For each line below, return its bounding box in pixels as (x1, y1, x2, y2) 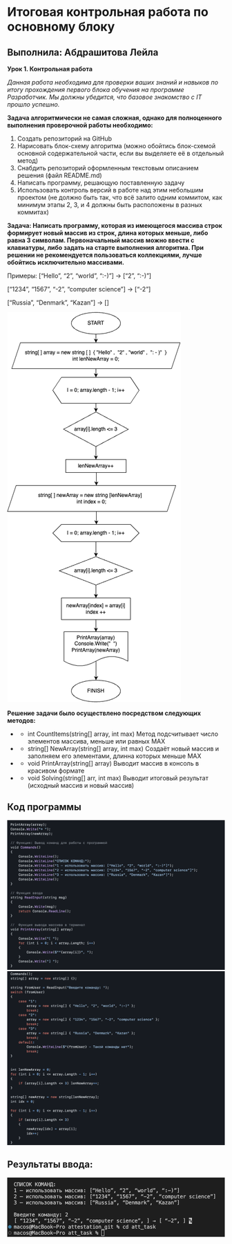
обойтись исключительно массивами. (7, 258, 124, 267)
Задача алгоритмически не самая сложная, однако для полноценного (7, 114, 222, 122)
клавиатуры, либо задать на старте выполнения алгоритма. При (7, 244, 204, 251)
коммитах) (17, 208, 50, 216)
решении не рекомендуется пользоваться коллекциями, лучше (7, 251, 202, 259)
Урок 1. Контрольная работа (7, 65, 93, 73)
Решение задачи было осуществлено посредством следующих (7, 709, 202, 717)
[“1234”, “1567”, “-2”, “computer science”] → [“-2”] (7, 285, 151, 293)
